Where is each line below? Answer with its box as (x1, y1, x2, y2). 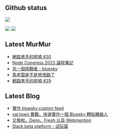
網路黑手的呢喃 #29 (12, 78, 51, 83)
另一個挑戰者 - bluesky (12, 66, 58, 71)
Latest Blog (5, 92, 40, 100)
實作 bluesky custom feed (12, 106, 64, 111)
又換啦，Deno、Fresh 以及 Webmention (12, 118, 92, 123)
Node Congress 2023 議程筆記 (12, 60, 74, 66)
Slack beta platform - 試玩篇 (12, 123, 69, 129)
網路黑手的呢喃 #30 (12, 54, 52, 59)
